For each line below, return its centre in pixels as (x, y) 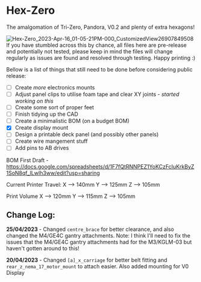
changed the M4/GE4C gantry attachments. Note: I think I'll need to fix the (98, 236)
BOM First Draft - (28, 160)
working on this (34, 101)
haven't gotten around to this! (43, 248)
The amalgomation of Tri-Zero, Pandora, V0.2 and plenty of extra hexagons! (100, 27)
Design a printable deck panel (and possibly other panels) (87, 134)
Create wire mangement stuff (51, 141)
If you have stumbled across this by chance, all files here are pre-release (97, 45)
